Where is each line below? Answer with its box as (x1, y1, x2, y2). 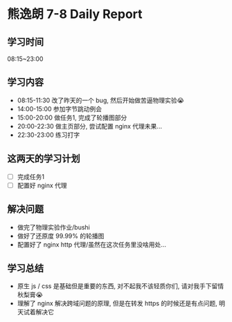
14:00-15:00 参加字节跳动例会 (17, 104, 102, 113)
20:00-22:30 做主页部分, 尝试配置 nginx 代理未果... (17, 122, 163, 130)
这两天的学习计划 (7, 153, 80, 164)
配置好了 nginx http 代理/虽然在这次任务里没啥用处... (17, 240, 166, 249)
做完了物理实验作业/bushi (17, 222, 90, 231)
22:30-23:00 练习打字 (17, 131, 80, 139)
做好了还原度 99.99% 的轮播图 (17, 231, 105, 240)
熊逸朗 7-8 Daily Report (7, 6, 143, 22)
